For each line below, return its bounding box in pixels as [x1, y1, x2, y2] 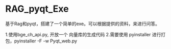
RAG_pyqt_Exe [5, 3, 69, 15]
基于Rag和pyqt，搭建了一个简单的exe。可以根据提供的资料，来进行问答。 [5, 20, 160, 27]
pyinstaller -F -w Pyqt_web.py [14, 38, 78, 44]
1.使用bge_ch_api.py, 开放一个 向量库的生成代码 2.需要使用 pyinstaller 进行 [5, 31, 161, 37]
